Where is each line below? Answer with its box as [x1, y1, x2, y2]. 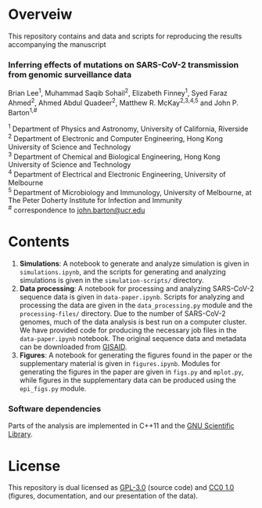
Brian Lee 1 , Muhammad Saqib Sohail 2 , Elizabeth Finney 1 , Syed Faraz [8, 87, 228, 97]
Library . [8, 430, 33, 439]
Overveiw [8, 5, 73, 24]
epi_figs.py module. [19, 384, 87, 394]
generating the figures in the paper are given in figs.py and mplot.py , [19, 367, 244, 377]
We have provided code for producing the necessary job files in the [19, 325, 237, 335]
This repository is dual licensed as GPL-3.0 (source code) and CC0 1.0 [8, 483, 235, 492]
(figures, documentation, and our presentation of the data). [8, 492, 198, 501]
